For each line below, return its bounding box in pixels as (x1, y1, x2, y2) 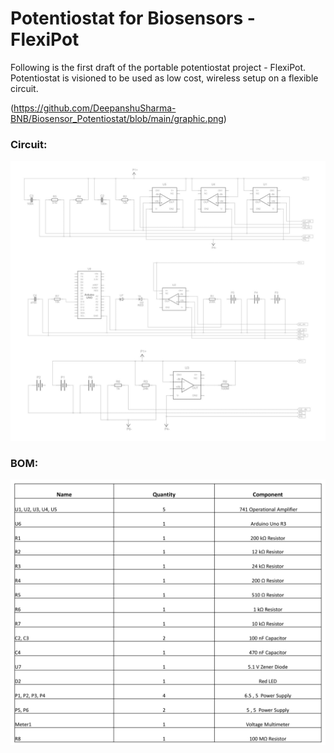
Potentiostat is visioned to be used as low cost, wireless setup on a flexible (10, 72, 319, 84)
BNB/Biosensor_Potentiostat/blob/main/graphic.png (10, 112, 224, 124)
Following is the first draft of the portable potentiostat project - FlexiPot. (10, 61, 307, 73)
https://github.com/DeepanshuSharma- (13, 102, 177, 114)
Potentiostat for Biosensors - (10, 7, 256, 30)
